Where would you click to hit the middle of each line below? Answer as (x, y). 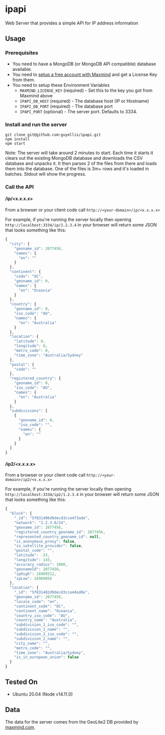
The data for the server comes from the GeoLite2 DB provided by (72, 722)
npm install (17, 139)
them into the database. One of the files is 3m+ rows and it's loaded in (77, 169)
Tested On (22, 682)
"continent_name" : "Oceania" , (45, 611)
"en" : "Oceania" (35, 290)
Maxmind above (36, 95)
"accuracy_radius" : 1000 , (41, 564)
